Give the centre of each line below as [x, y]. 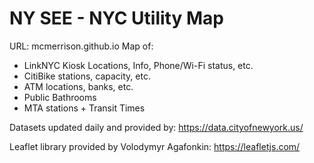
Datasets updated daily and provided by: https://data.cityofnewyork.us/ [156, 127]
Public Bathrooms [60, 97]
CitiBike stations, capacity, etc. [87, 76]
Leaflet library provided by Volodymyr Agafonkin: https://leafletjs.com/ [155, 146]
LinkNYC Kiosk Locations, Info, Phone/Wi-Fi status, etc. [138, 65]
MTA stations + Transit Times [84, 108]
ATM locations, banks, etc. [78, 86]
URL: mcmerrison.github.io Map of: [81, 46]
